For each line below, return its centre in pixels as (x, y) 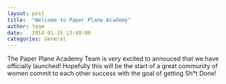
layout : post (26, 13)
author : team (26, 26)
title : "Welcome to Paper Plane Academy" (69, 20)
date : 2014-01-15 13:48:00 (49, 33)
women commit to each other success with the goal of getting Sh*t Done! (112, 74)
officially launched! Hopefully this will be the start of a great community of (113, 66)
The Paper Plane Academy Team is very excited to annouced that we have (113, 59)
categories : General (37, 39)
